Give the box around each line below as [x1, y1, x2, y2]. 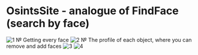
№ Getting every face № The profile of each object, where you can [16, 36, 192, 43]
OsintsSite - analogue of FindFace [6, 4, 179, 18]
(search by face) [6, 17, 90, 30]
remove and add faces [6, 43, 62, 50]
